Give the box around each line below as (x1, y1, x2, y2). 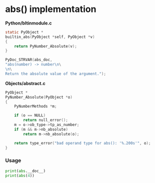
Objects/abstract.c (5, 80, 46, 86)
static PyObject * (5, 29, 43, 34)
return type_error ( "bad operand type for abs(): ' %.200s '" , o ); (14, 140, 151, 145)
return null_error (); (23, 117, 68, 123)
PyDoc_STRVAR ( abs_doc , (5, 57, 52, 62)
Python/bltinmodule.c (5, 20, 52, 26)
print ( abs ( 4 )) (5, 173, 35, 178)
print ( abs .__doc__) (5, 168, 46, 173)
